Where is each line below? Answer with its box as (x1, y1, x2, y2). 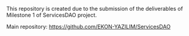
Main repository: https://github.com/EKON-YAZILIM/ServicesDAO (6, 23, 171, 30)
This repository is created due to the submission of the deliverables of (6, 5, 183, 12)
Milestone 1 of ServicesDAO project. (6, 11, 97, 19)
